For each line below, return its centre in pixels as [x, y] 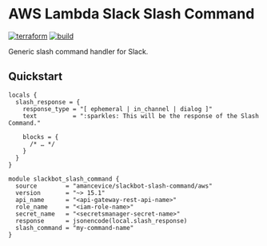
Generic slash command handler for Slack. [78, 51]
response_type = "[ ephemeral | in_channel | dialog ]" [118, 109]
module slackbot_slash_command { [64, 179]
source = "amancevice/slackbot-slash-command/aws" [114, 186]
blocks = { [41, 137]
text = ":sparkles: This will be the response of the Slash [141, 116]
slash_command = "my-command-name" [75, 228]
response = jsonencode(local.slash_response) [102, 220]
